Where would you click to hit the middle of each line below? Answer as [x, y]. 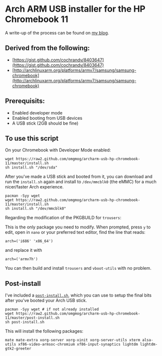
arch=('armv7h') [21, 259]
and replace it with [24, 250]
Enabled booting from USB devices [47, 118]
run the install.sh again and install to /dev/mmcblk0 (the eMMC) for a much [81, 182]
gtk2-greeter [18, 349]
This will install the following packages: [44, 331]
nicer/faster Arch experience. [35, 187]
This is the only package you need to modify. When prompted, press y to [78, 227]
